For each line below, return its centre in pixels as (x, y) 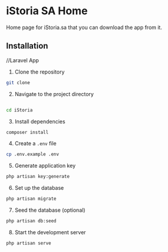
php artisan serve (29, 243)
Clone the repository (39, 72)
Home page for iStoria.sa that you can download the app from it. (84, 27)
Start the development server (50, 232)
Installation (27, 46)
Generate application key (45, 166)
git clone (18, 82)
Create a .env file (36, 143)
